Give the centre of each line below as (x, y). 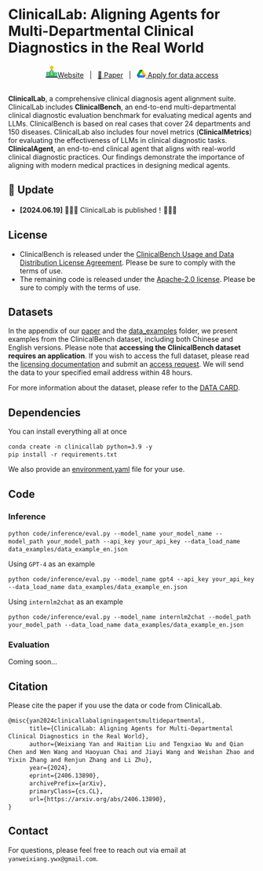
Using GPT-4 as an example (52, 564)
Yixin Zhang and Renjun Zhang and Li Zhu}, (80, 759)
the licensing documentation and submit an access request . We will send (126, 364)
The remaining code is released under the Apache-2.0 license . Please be (137, 279)
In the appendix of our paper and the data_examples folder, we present (123, 331)
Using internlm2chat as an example (66, 602)
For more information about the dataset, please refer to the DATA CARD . (124, 388)
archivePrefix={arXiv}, (68, 783)
